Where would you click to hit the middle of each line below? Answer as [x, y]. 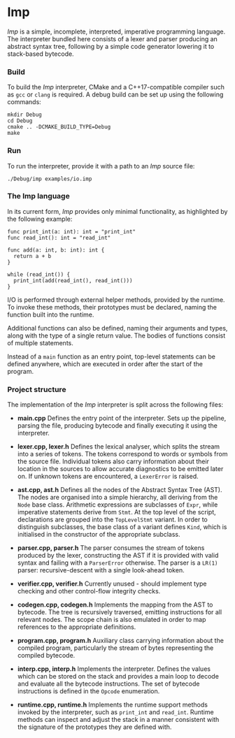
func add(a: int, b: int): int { [56, 250]
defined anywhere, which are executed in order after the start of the [105, 363]
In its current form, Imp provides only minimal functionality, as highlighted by [117, 211]
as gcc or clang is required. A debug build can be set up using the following [115, 94]
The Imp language [38, 196]
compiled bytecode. [46, 656]
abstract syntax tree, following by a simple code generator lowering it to [111, 46]
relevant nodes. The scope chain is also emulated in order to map [112, 620]
